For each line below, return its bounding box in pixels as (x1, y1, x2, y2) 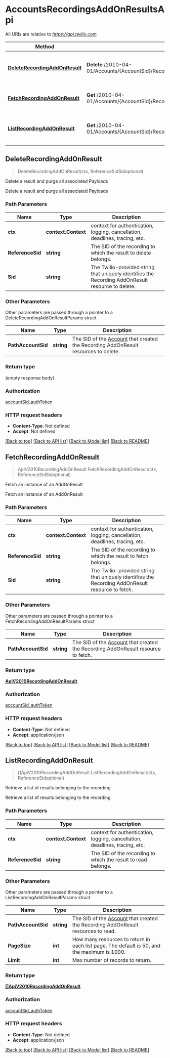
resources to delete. (72, 348, 120, 355)
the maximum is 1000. (72, 948, 126, 955)
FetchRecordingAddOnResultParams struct (5, 618, 95, 624)
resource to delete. (91, 283, 136, 290)
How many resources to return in (72, 936, 150, 943)
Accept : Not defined (12, 429, 56, 435)
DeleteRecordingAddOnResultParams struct (5, 315, 97, 321)
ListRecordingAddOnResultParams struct (5, 894, 91, 900)
